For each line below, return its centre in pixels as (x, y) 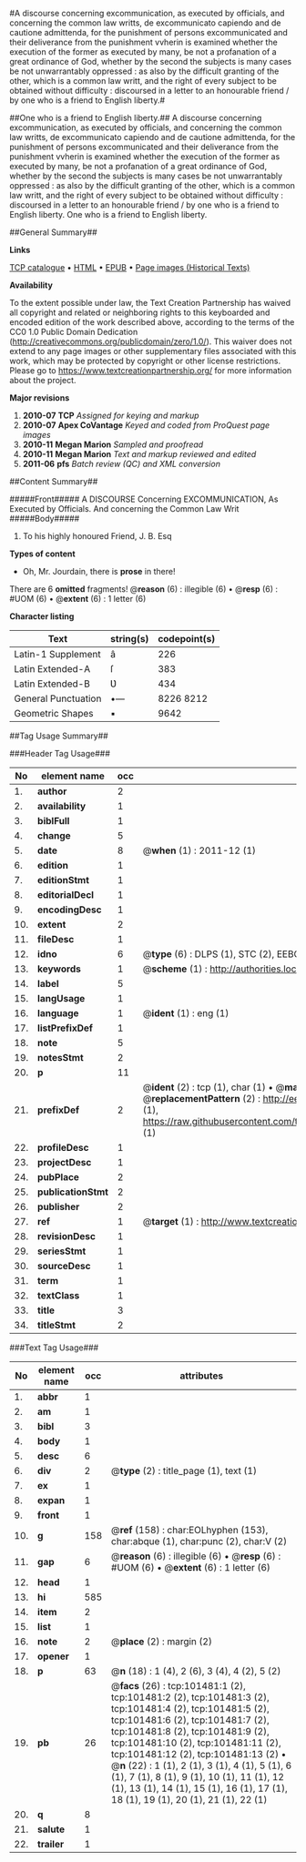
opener (54, 1656)
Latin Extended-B (52, 684)
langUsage (61, 998)
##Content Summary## (54, 481)
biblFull (54, 821)
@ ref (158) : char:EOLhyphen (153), (189, 1530)
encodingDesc (70, 910)
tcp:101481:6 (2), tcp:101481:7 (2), (190, 1720)
